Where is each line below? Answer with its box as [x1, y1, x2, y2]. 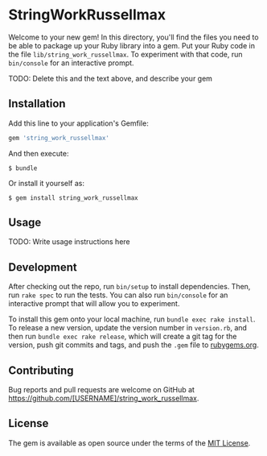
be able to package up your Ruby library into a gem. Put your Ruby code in [8, 40, 256, 50]
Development [8, 260, 78, 274]
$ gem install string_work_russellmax [8, 193, 138, 202]
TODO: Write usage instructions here [8, 237, 130, 247]
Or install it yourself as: [8, 178, 84, 188]
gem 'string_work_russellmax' [8, 134, 110, 142]
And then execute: [8, 148, 69, 158]
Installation [8, 97, 66, 110]
